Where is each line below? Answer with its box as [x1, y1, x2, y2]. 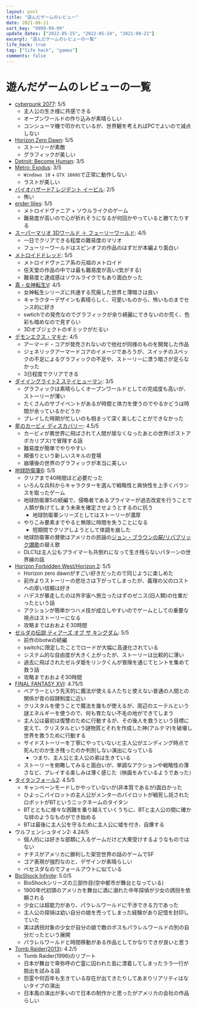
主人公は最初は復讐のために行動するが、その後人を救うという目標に [23, 717, 190, 724]
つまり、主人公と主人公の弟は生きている [32, 754, 131, 761]
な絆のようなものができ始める [23, 813, 96, 820]
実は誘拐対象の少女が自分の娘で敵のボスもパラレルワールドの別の [23, 923, 184, 931]
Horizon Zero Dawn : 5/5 [14, 136, 74, 143]
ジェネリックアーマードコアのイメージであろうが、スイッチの [23, 348, 174, 355]
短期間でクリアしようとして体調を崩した [32, 526, 131, 533]
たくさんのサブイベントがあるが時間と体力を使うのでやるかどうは [23, 400, 184, 407]
